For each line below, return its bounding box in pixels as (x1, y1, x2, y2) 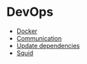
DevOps (6, 4, 54, 20)
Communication (16, 34, 62, 42)
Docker (16, 27, 38, 35)
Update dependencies (16, 41, 80, 50)
